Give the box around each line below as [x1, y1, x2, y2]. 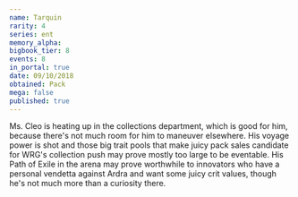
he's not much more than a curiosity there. [9, 178, 166, 189]
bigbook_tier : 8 [9, 47, 70, 56]
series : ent [9, 30, 54, 39]
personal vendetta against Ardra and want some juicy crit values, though [9, 168, 277, 179]
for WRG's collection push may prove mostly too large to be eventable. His [9, 150, 284, 160]
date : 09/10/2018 [9, 72, 74, 81]
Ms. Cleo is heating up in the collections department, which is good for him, [9, 121, 288, 132]
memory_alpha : [9, 38, 63, 47]
